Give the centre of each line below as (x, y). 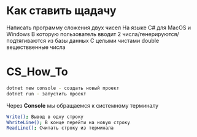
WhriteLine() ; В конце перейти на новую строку (68, 122)
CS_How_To (37, 72)
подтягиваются (26, 40)
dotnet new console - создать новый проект (63, 88)
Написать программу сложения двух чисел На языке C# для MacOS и (99, 28)
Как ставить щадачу (61, 11)
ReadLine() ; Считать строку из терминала (60, 128)
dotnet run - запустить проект (46, 94)
